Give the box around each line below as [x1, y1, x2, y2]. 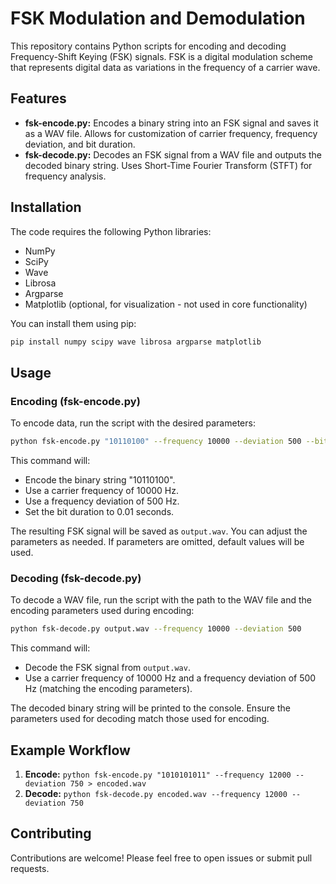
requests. [10, 862, 50, 874]
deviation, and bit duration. [24, 138, 136, 150]
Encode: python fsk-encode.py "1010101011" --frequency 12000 [24, 768, 292, 780]
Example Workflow [10, 742, 131, 759]
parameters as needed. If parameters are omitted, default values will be [10, 536, 305, 547]
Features [10, 90, 67, 107]
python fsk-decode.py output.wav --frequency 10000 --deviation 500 [10, 624, 302, 634]
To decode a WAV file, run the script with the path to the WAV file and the [10, 594, 312, 606]
